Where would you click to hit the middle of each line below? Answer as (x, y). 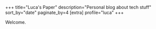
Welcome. (16, 22)
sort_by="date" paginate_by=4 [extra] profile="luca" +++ (65, 12)
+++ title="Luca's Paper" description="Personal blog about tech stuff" (78, 7)
